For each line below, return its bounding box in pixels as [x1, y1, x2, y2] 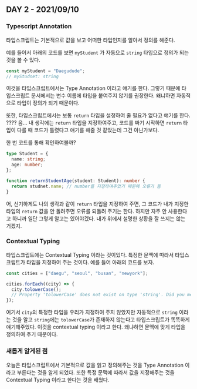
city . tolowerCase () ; [11, 286, 62, 293]
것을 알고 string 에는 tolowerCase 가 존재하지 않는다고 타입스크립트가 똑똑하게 [12, 316, 190, 323]
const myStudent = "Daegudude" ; [6, 68, 85, 74]
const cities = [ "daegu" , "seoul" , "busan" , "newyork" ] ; [6, 270, 148, 276]
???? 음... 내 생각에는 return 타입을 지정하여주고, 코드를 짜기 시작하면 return [6, 119, 182, 126]
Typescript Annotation [6, 22, 72, 31]
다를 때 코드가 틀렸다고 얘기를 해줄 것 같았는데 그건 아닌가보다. [16, 126, 159, 134]
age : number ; [11, 162, 43, 168]
